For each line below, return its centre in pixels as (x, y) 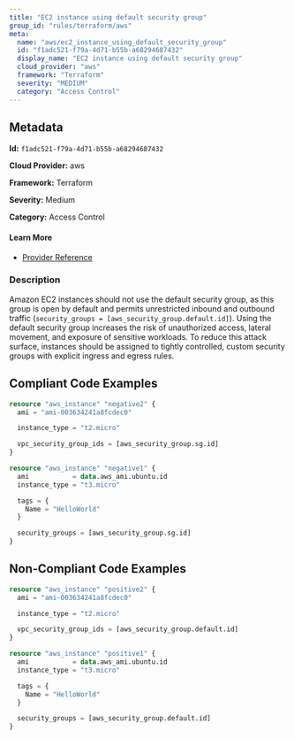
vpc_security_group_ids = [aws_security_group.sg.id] (118, 444)
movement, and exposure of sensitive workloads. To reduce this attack (138, 336)
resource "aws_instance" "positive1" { (83, 654)
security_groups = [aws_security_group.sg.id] (104, 533)
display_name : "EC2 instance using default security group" (130, 58)
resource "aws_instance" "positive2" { (83, 589)
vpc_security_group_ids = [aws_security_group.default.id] (128, 629)
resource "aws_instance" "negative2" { (83, 404)
